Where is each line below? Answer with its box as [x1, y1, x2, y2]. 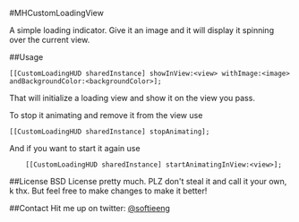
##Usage [9, 52, 44, 62]
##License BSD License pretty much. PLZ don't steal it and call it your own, [9, 176, 287, 186]
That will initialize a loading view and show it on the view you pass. [9, 93, 255, 103]
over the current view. [9, 35, 90, 45]
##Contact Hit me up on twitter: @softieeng [9, 203, 170, 213]
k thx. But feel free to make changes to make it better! [9, 185, 208, 196]
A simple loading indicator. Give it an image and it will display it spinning [9, 25, 275, 35]
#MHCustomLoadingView [9, 8, 105, 18]
